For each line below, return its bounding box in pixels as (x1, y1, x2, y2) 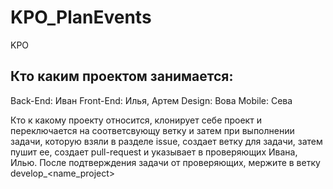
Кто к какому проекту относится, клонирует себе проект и (10, 114, 262, 126)
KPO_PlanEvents (10, 6, 152, 29)
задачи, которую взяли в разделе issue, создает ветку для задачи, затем (10, 135, 323, 147)
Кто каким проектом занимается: (10, 68, 234, 85)
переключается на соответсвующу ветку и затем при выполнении (10, 124, 295, 136)
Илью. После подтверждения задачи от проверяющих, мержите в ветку (10, 156, 321, 168)
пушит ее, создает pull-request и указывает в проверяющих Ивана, (10, 146, 298, 158)
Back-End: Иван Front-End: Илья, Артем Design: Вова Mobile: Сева (10, 94, 293, 106)
